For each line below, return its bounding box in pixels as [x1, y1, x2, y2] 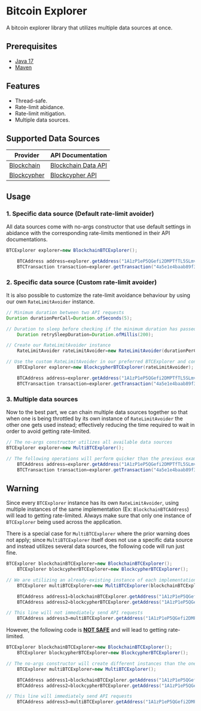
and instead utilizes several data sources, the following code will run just [6, 543, 185, 550]
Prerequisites [6, 41, 57, 52]
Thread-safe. [14, 97, 48, 104]
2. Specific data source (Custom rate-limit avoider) [6, 278, 157, 286]
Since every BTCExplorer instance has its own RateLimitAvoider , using [6, 499, 179, 507]
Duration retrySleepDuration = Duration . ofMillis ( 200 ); [17, 332, 154, 338]
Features [6, 81, 40, 91]
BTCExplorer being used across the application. [6, 519, 123, 526]
